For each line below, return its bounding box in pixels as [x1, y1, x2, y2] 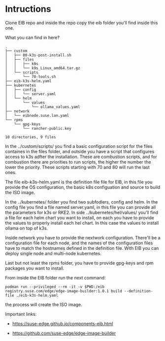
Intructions [5, 3, 51, 15]
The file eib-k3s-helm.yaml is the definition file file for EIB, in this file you [5, 179, 153, 185]
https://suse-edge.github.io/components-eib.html [12, 320, 113, 326]
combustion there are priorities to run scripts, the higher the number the [5, 159, 151, 165]
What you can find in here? [5, 34, 60, 40]
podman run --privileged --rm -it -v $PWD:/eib [5, 284, 105, 289]
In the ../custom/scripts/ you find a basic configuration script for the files [5, 143, 153, 149]
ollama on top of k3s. [5, 225, 48, 231]
